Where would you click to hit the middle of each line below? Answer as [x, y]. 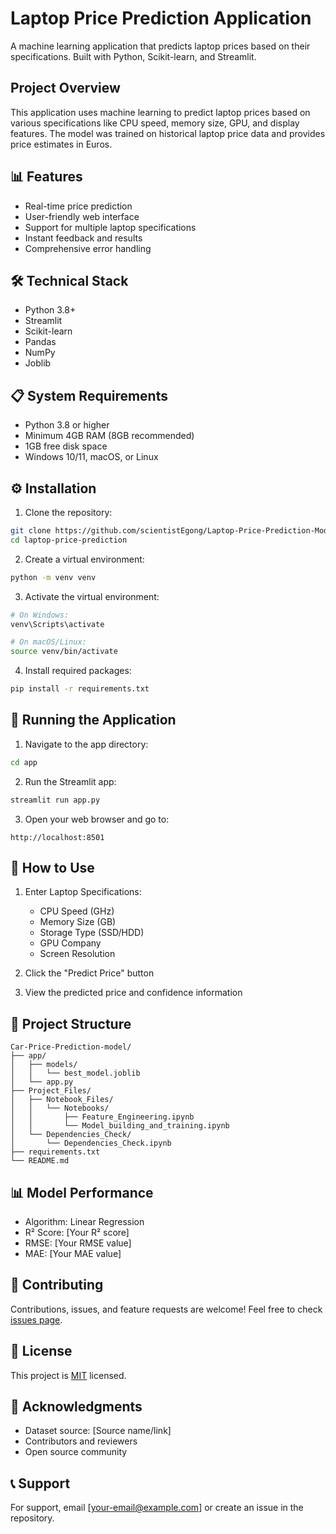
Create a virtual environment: [84, 559]
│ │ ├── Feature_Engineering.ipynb [102, 1117]
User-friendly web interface [82, 216]
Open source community [76, 1452]
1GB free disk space [66, 446]
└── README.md [40, 1161]
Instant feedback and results [83, 238]
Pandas [40, 342]
